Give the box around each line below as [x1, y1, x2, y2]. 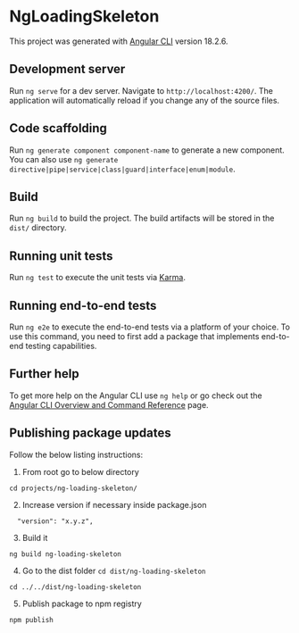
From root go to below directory [21, 466, 140, 477]
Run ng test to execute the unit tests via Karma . [9, 272, 186, 283]
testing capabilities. [25, 341, 97, 351]
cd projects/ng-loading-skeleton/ [9, 484, 138, 493]
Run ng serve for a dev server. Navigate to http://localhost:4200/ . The [9, 85, 274, 96]
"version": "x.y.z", [17, 516, 94, 526]
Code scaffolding [9, 121, 107, 136]
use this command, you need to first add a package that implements [9, 331, 260, 341]
